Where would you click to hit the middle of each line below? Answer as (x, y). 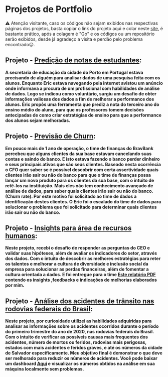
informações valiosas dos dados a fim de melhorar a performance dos (80, 99)
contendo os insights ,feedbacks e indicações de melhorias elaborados (81, 280)
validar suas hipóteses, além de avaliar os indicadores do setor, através (81, 253)
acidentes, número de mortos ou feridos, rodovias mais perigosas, (76, 342)
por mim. (15, 285)
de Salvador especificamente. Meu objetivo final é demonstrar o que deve (84, 353)
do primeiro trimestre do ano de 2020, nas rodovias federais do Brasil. (79, 332)
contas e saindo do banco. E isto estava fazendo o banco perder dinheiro (82, 159)
